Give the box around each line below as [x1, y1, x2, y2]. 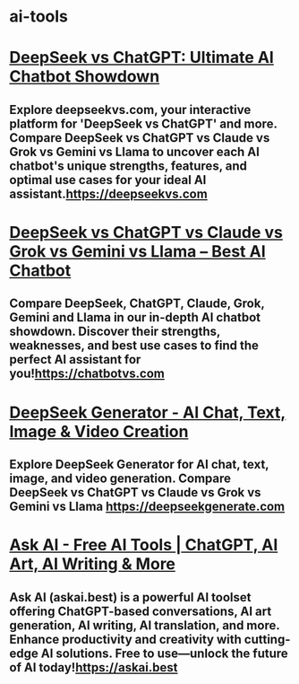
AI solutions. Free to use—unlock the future [40, 645, 288, 661]
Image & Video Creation [9, 421, 189, 442]
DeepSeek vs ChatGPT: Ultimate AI [9, 48, 275, 68]
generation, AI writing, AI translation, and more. [9, 618, 280, 633]
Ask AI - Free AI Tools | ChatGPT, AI [9, 535, 278, 556]
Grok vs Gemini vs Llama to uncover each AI [9, 144, 260, 159]
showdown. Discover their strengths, [9, 324, 221, 339]
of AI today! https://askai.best [9, 660, 178, 675]
